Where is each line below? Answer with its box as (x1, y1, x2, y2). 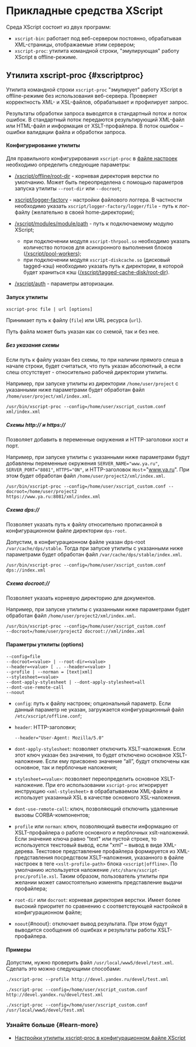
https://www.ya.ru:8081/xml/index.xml (6, 494, 101, 500)
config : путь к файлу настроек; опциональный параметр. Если (14, 700, 171, 707)
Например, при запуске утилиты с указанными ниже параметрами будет (6, 606, 190, 613)
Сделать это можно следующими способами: (6, 965, 122, 973)
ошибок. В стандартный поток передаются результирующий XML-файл (6, 116, 185, 123)
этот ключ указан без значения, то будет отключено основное (14, 751, 171, 759)
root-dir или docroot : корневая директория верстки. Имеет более (14, 897, 181, 904)
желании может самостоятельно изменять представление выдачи (14, 879, 183, 886)
